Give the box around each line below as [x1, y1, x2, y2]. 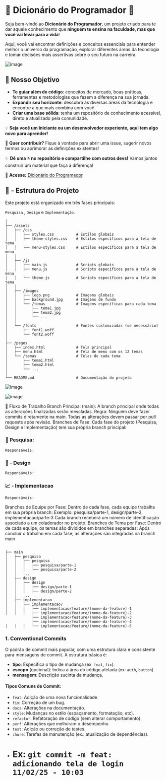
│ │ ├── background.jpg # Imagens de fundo [5, 297, 116, 302]
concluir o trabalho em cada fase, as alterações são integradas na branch [5, 531, 156, 537]
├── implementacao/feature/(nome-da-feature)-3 [31, 615, 132, 620]
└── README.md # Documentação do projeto [5, 375, 132, 380]
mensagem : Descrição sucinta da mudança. [12, 672, 103, 678]
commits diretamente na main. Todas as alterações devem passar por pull [5, 414, 156, 420]
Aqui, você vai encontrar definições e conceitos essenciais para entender [5, 41, 156, 47]
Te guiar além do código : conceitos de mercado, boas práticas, [12, 89, 143, 95]
